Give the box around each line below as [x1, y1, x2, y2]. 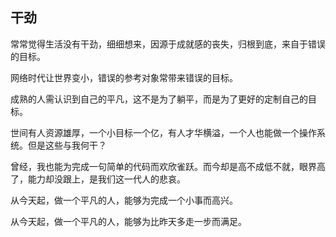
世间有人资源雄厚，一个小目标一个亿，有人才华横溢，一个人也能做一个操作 [10, 126, 317, 138]
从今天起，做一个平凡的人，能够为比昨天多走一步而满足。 [10, 215, 247, 227]
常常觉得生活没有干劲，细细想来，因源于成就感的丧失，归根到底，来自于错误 [10, 38, 326, 50]
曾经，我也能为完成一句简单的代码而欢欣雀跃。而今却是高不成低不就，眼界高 [10, 160, 326, 172]
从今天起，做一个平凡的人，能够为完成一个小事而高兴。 [10, 194, 238, 206]
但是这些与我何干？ [27, 139, 107, 151]
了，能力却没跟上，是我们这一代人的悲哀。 [10, 173, 186, 185]
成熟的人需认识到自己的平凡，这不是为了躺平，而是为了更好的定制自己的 [10, 93, 308, 105]
